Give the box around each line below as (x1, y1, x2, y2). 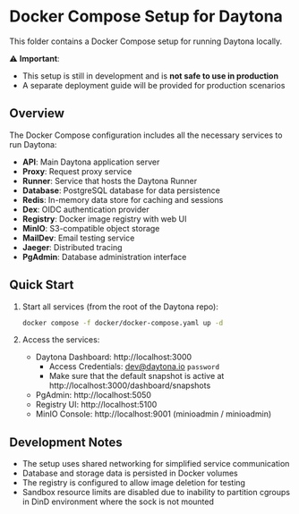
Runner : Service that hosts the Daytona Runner (21, 175, 198, 186)
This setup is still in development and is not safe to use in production (21, 70, 279, 81)
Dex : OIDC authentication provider (21, 204, 149, 215)
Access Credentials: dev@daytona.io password (48, 361, 220, 372)
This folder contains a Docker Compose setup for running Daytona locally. (9, 36, 283, 46)
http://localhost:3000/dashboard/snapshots (48, 380, 211, 391)
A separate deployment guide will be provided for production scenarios (21, 80, 286, 90)
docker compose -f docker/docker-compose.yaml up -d (21, 318, 224, 327)
